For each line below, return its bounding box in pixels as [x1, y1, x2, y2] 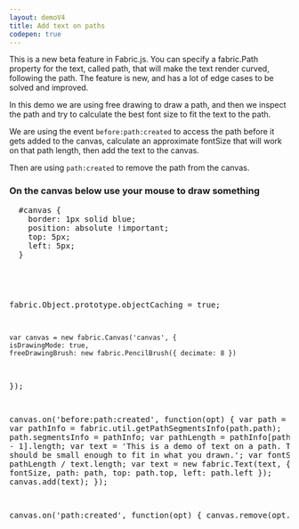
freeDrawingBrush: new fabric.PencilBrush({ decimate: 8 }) [9, 348, 238, 357]
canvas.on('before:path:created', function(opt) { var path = [9, 414, 287, 424]
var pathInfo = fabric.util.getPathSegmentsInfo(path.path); [9, 423, 282, 433]
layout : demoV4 [9, 12, 66, 22]
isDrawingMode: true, [9, 340, 90, 350]
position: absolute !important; [28, 223, 169, 232]
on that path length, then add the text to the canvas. [9, 145, 200, 156]
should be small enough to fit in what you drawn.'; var [9, 450, 263, 460]
